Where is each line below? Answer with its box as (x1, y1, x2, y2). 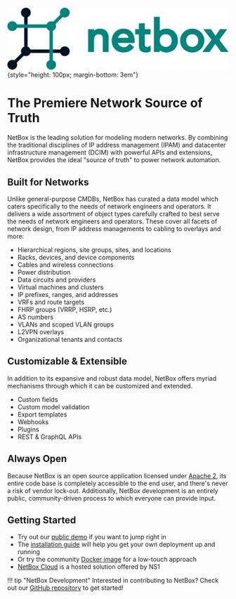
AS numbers (17, 313, 54, 321)
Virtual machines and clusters (17, 283, 104, 291)
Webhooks (17, 417, 49, 426)
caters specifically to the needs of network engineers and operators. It (7, 202, 212, 211)
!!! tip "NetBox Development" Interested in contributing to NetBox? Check (7, 577, 219, 585)
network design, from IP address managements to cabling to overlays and (7, 225, 221, 232)
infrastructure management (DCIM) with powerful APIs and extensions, (7, 148, 213, 157)
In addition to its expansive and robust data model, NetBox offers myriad (7, 374, 216, 383)
